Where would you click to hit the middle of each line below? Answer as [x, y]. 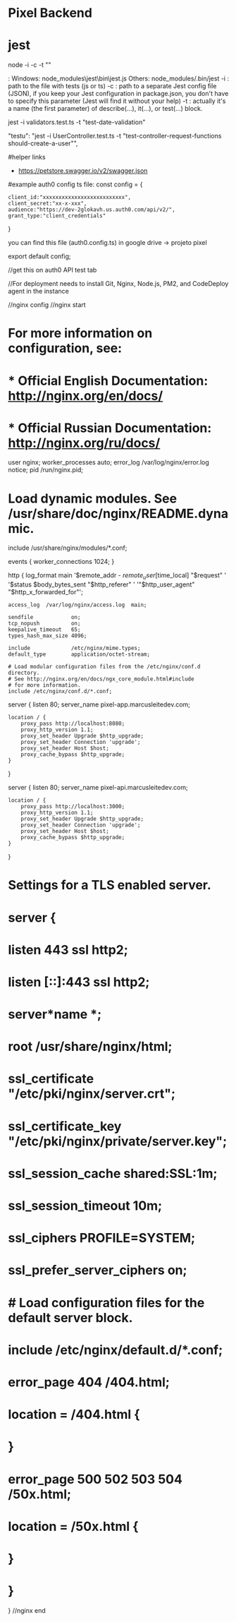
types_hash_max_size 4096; [48, 636]
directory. [24, 673]
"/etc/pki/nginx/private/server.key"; [118, 1141]
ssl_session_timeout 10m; [85, 1206]
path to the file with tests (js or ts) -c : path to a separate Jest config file [112, 86]
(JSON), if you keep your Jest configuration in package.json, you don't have [118, 94]
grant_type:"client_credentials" [57, 216]
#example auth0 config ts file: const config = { [75, 184]
